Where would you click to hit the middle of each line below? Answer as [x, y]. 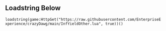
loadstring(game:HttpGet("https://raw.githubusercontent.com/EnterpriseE [83, 19]
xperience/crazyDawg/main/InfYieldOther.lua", [54, 24]
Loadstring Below [33, 8]
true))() [114, 24]
